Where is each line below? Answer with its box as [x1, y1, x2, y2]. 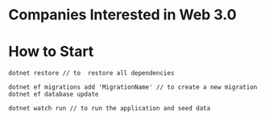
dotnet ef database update [8, 90, 99, 98]
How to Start [8, 43, 94, 61]
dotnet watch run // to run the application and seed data [8, 105, 211, 113]
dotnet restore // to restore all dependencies [8, 69, 175, 77]
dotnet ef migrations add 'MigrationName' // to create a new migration [8, 83, 258, 92]
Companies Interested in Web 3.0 [8, 6, 237, 24]
